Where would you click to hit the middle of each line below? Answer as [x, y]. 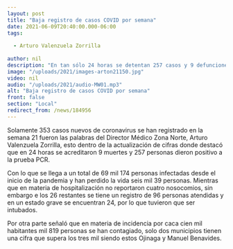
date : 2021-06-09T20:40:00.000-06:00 [62, 26]
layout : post [26, 14]
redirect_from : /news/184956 [49, 110]
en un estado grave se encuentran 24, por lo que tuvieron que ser [101, 203]
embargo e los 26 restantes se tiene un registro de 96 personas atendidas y [115, 195]
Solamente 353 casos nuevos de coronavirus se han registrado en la [105, 130]
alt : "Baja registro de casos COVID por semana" [79, 91]
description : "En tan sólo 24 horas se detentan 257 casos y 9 [101, 65]
